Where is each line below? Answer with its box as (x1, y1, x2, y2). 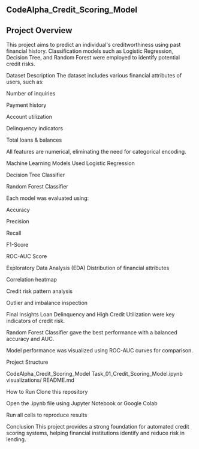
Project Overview (6, 25, 73, 35)
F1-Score (6, 241, 29, 249)
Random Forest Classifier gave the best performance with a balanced (6, 329, 178, 336)
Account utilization (6, 113, 53, 121)
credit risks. (6, 60, 35, 68)
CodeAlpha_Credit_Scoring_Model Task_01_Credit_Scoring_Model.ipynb (6, 370, 183, 378)
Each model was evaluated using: (6, 194, 89, 202)
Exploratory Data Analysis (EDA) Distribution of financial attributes (6, 264, 170, 272)
